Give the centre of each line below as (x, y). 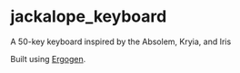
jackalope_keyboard (89, 17)
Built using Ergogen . (48, 59)
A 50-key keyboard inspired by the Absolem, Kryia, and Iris (121, 41)
